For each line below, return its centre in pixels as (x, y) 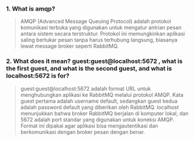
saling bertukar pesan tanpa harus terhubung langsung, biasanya (99, 40)
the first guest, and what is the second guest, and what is (89, 69)
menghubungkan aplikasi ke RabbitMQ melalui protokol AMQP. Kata (102, 94)
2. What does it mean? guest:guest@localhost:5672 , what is (94, 61)
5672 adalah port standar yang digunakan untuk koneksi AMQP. (97, 119)
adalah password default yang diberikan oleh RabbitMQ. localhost (100, 107)
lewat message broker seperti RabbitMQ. (69, 46)
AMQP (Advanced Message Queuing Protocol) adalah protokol (96, 22)
